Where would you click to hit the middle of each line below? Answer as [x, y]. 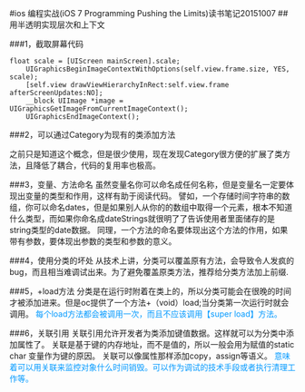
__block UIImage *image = [75, 101]
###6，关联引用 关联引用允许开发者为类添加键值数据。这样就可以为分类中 [148, 333]
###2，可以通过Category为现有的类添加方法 [93, 135]
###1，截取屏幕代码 [47, 44]
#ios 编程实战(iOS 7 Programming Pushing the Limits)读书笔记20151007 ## [149, 13]
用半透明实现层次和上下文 [57, 24]
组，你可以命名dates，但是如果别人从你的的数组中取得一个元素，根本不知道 [151, 207]
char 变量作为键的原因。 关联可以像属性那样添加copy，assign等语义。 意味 [150, 356]
